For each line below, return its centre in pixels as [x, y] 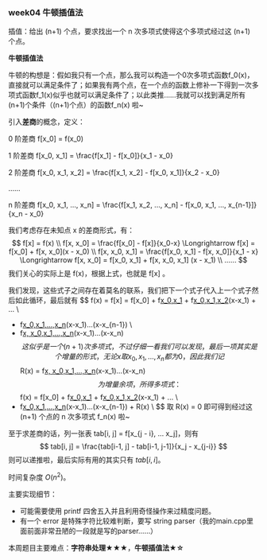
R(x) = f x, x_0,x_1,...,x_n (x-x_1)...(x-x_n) [83, 371]
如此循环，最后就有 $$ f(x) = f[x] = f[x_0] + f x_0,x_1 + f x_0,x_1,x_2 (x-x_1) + [135, 301]
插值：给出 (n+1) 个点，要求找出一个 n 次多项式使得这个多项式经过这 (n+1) [129, 31]
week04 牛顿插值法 [46, 12]
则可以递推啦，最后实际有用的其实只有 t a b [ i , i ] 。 [87, 460]
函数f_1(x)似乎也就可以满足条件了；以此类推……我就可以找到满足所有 [134, 95]
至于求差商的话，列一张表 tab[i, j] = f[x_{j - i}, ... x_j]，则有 [103, 434]
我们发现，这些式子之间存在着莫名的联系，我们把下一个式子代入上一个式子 [130, 290]
